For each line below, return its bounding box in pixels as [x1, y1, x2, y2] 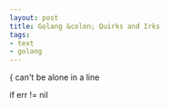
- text [9, 38, 35, 48]
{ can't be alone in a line [9, 72, 100, 83]
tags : [9, 30, 30, 39]
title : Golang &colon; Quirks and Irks [9, 22, 161, 31]
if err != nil [9, 90, 48, 101]
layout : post [9, 13, 59, 23]
